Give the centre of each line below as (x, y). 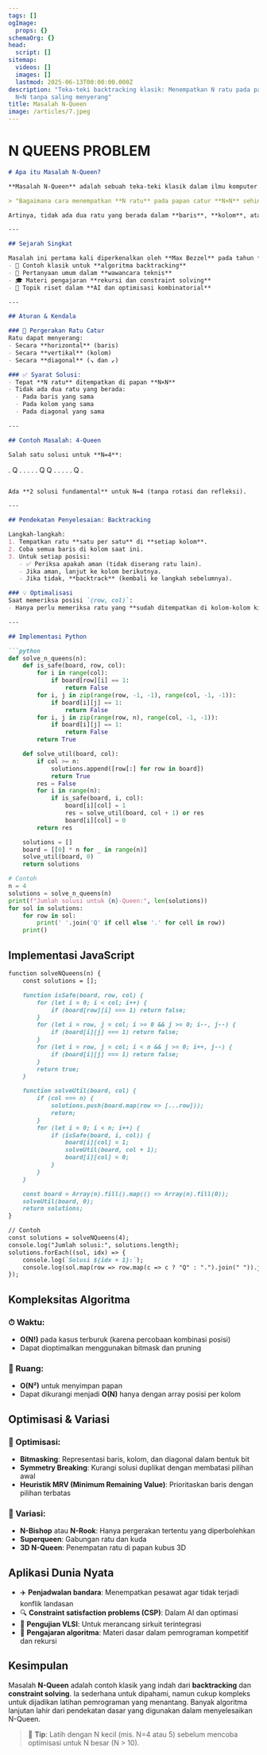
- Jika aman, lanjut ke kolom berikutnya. (90, 571)
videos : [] (33, 68)
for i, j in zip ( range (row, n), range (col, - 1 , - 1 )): (128, 717)
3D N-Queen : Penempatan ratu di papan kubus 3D (103, 1548)
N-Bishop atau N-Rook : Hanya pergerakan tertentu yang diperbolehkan (137, 1531)
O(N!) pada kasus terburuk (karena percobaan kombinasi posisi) (125, 1339)
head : (17, 45)
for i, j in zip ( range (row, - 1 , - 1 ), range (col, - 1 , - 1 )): (137, 695)
